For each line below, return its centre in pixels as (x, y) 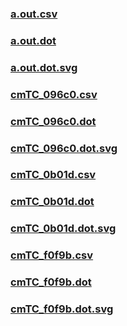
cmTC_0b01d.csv (53, 175)
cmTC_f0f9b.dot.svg (62, 309)
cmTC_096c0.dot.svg (64, 148)
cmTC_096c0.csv (54, 94)
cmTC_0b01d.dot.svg (63, 229)
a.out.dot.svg (44, 67)
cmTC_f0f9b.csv (52, 255)
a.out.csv (34, 14)
